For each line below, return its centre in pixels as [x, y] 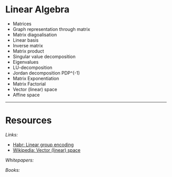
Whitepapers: [20, 160]
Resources [29, 121]
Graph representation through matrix [51, 29]
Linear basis [26, 40]
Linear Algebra [37, 10]
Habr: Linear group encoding [43, 145]
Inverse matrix [28, 45]
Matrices [22, 24]
